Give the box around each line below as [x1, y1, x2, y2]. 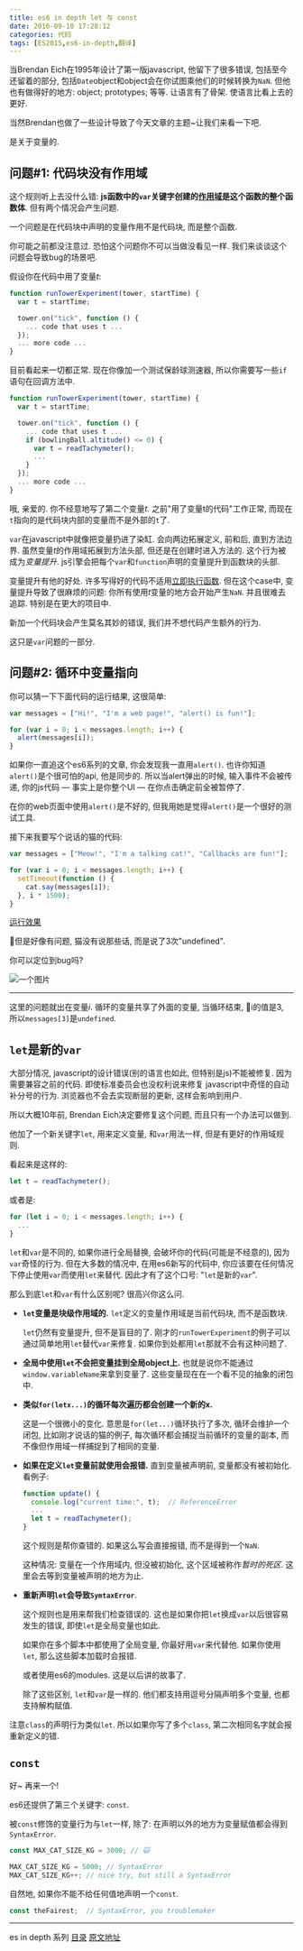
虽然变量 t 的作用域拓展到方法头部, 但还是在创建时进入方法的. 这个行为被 [21, 545, 287, 556]
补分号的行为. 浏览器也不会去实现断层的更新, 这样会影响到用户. [9, 1091, 242, 1101]
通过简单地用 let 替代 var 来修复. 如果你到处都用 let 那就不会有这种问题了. [22, 1338, 288, 1348]
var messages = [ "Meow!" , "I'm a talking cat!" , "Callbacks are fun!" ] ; [9, 850, 289, 859]
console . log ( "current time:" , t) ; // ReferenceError [31, 1497, 237, 1506]
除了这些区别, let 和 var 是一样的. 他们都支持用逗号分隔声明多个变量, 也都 [22, 1689, 290, 1700]
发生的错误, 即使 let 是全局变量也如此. [22, 1620, 161, 1631]
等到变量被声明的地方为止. [46, 1570, 144, 1581]
